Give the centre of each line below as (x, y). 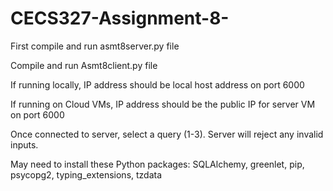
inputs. (24, 144)
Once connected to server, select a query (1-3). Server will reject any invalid (167, 134)
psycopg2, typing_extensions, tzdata (86, 174)
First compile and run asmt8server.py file (95, 46)
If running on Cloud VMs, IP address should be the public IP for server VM (163, 104)
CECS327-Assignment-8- (120, 18)
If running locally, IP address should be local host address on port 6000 (157, 84)
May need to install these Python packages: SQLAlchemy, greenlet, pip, (157, 164)
